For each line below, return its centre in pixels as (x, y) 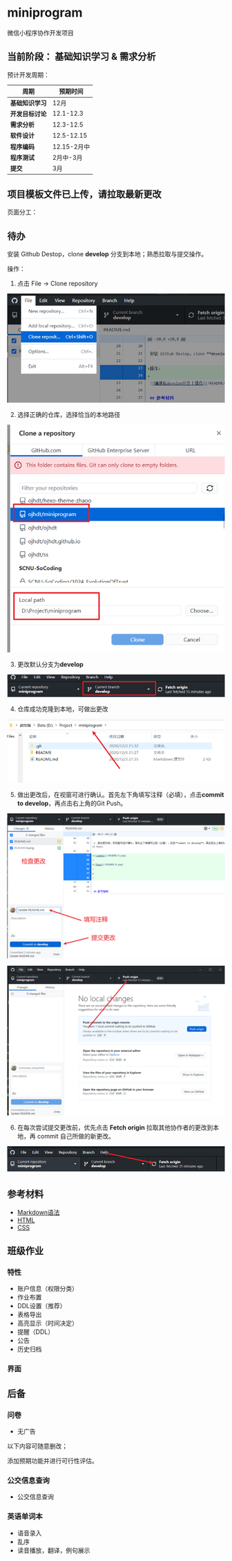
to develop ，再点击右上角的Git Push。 (72, 803)
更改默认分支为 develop (50, 664)
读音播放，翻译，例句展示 (54, 1550)
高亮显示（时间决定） (47, 1323)
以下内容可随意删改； (37, 1446)
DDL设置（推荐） (41, 1306)
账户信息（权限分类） (47, 1289)
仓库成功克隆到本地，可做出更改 (62, 708)
